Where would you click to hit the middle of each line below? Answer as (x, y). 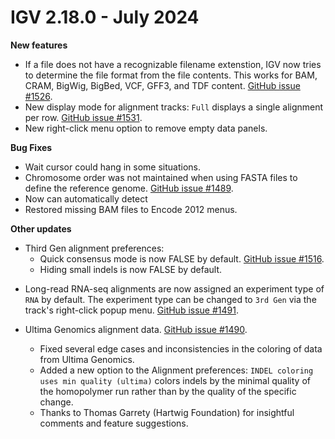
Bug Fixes (31, 147)
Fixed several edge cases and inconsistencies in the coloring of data (181, 348)
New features (39, 45)
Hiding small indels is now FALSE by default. (131, 269)
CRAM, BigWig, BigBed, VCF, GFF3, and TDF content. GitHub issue (162, 85)
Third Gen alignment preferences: (94, 248)
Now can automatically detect (86, 198)
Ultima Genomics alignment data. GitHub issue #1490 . (136, 329)
